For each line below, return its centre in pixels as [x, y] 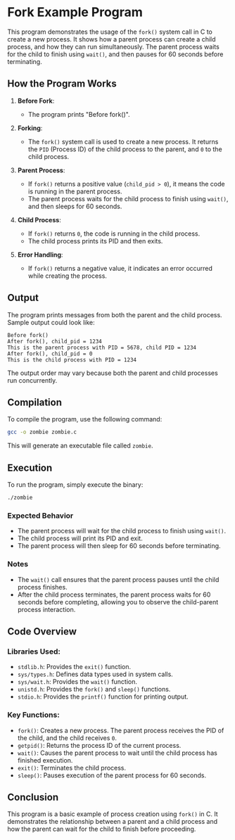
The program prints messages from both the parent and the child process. [115, 314]
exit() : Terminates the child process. [72, 768]
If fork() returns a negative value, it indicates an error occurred [120, 268]
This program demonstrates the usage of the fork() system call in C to [110, 32]
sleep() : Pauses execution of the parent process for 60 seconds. [112, 775]
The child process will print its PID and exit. [80, 538]
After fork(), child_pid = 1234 [55, 341]
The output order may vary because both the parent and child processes [113, 373]
